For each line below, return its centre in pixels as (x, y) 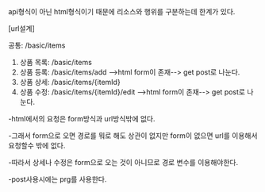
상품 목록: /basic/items (56, 62)
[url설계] (22, 29)
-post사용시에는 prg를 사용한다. (58, 179)
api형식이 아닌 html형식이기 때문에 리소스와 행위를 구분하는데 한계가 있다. (122, 12)
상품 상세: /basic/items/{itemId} (70, 82)
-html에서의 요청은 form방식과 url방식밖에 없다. (82, 119)
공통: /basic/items (37, 45)
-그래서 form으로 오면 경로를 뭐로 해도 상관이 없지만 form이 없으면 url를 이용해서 (133, 136)
